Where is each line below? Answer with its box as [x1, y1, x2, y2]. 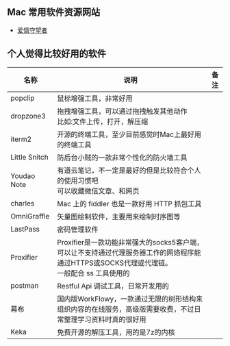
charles [10, 198, 35, 208]
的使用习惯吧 [57, 175, 99, 185]
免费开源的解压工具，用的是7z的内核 [57, 328, 176, 337]
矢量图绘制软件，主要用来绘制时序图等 [57, 212, 181, 221]
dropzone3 [10, 111, 47, 121]
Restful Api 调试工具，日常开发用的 [57, 281, 170, 291]
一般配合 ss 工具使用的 [57, 268, 130, 277]
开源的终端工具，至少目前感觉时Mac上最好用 [57, 129, 202, 139]
